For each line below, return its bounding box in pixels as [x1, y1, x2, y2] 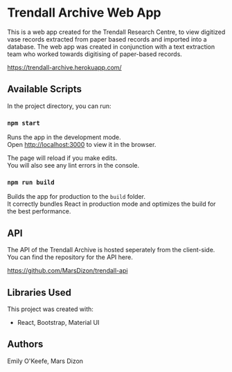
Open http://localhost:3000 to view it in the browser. [7, 141, 157, 149]
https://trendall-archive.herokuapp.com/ [7, 63, 123, 71]
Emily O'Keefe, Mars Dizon [7, 357, 84, 365]
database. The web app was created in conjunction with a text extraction [7, 42, 215, 51]
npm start [7, 119, 40, 127]
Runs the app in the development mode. [7, 133, 121, 141]
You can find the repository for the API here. [7, 253, 133, 261]
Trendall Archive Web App [7, 5, 161, 21]
